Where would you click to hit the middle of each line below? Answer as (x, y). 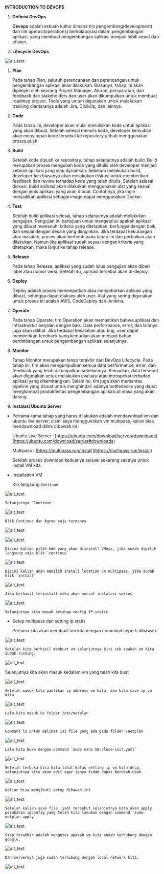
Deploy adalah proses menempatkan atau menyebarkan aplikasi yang (82, 291)
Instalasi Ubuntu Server (37, 406)
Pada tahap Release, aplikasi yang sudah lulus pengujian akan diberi (81, 266)
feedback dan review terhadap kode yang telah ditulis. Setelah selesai (82, 181)
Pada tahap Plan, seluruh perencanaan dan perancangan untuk (76, 80)
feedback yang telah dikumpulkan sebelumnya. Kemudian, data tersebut (85, 371)
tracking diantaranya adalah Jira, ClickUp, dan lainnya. (67, 106)
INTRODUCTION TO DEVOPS (35, 7)
